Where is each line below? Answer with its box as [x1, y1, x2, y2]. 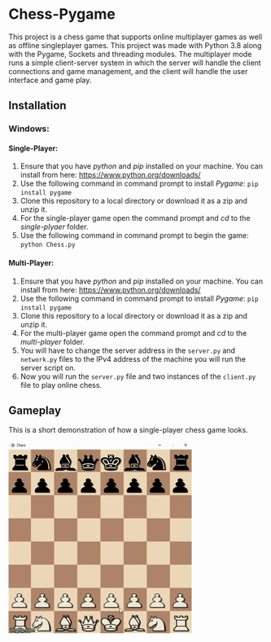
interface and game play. [8, 75, 92, 85]
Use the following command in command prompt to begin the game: [20, 231, 250, 240]
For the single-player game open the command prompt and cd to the [20, 213, 251, 223]
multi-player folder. [20, 336, 85, 346]
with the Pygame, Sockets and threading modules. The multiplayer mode [8, 49, 252, 59]
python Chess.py [20, 241, 76, 249]
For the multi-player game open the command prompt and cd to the [20, 328, 247, 338]
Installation [8, 99, 67, 112]
